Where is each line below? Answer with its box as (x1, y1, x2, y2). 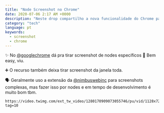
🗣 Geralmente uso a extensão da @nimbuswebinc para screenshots (5, 77, 143, 83)
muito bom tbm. (5, 89, 37, 95)
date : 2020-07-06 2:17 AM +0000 (5, 12, 71, 17)
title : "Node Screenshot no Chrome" (5, 7, 80, 12)
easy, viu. (5, 57, 24, 63)
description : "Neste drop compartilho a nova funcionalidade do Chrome (5, 16, 154, 21)
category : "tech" (5, 20, 41, 26)
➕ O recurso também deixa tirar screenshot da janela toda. (5, 67, 123, 73)
